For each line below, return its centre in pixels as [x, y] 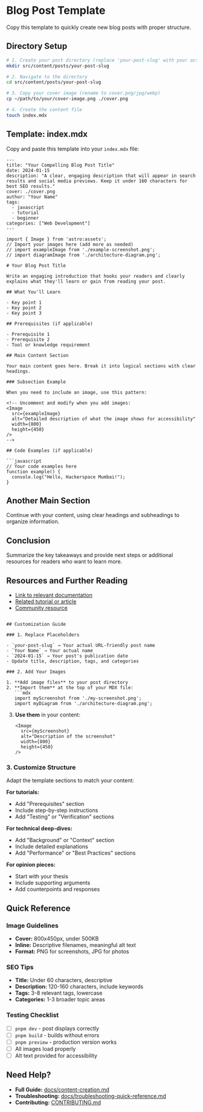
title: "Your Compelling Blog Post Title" [60, 165]
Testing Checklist [33, 1015]
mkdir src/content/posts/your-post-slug [58, 66]
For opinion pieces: [31, 865]
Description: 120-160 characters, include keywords [79, 987]
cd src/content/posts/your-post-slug [54, 82]
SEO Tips [20, 967]
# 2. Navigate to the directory [47, 77]
